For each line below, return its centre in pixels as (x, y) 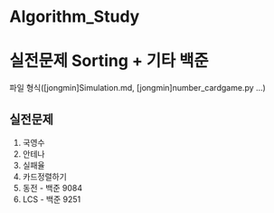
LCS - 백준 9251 (52, 199)
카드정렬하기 (45, 176)
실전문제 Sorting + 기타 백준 (109, 61)
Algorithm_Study (75, 17)
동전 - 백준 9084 (52, 188)
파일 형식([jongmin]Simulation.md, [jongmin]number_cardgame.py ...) (138, 88)
